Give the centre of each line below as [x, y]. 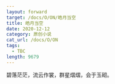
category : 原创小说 [29, 34]
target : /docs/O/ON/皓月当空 [41, 18]
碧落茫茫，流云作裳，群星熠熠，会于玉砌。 [59, 75]
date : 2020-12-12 [28, 29]
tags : [13, 46]
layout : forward [27, 12]
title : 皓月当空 [25, 23]
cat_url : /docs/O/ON [32, 40]
